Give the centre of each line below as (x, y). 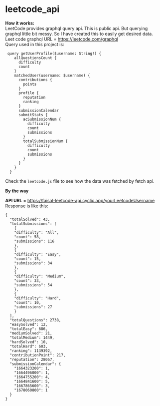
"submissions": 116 (34, 241)
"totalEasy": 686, (29, 329)
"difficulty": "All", (36, 232)
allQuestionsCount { (35, 58)
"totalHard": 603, (29, 346)
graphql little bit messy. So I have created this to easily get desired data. (79, 34)
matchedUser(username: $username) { (52, 75)
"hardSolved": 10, (29, 342)
